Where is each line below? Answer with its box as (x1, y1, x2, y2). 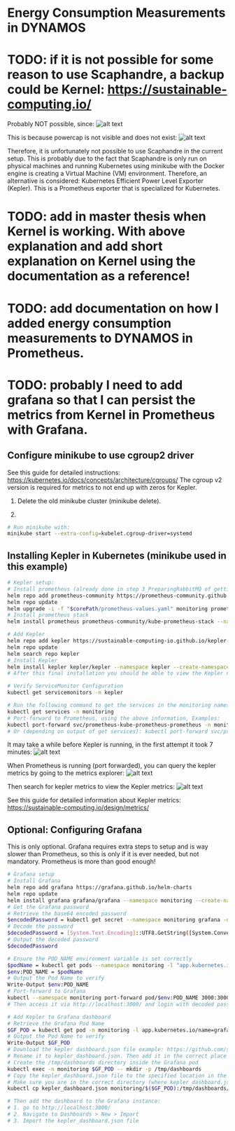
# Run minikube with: (7, 523, 71, 530)
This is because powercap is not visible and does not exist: (7, 133, 178, 142)
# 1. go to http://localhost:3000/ (7, 1104, 111, 1111)
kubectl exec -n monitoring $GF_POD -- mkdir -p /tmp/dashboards (7, 1065, 201, 1073)
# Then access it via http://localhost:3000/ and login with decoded (7, 1001, 215, 1008)
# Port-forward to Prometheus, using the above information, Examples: (7, 715, 220, 722)
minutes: (7, 748, 33, 756)
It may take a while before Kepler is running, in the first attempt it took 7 (7, 741, 213, 749)
